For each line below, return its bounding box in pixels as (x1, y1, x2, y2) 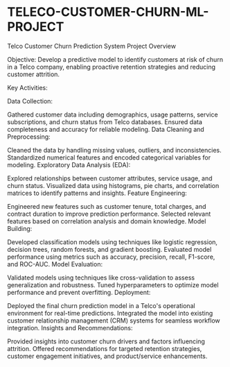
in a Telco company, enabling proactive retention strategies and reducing (7, 62, 216, 71)
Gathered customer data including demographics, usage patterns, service (7, 110, 218, 119)
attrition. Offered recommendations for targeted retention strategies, (7, 344, 202, 352)
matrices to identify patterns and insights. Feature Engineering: (7, 189, 187, 197)
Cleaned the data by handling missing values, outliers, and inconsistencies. (7, 146, 222, 154)
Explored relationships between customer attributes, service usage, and (7, 174, 213, 182)
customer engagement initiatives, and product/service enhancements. (7, 352, 208, 360)
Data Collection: (7, 96, 53, 105)
